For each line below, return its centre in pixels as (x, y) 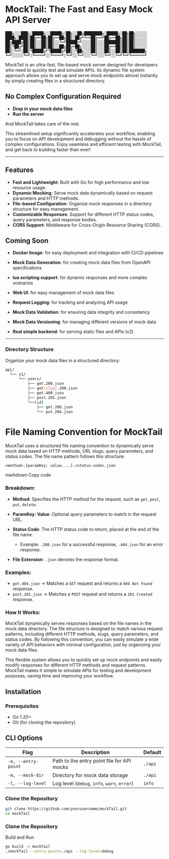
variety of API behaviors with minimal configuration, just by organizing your (83, 645)
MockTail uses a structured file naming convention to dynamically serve (79, 446)
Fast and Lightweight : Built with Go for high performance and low (81, 182)
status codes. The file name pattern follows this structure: (65, 457)
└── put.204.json (55, 412)
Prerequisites (22, 706)
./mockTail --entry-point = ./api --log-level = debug (59, 851)
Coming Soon (27, 241)
